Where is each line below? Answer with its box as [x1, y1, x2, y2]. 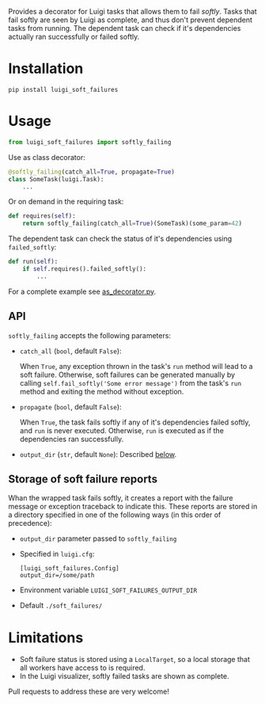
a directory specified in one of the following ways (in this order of [8, 510, 221, 519]
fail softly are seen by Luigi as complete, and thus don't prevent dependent [8, 15, 253, 25]
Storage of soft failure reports [8, 472, 158, 485]
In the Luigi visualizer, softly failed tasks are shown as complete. [19, 672, 229, 681]
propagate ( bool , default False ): [19, 401, 122, 411]
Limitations [8, 629, 84, 646]
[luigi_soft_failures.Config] [19, 565, 120, 573]
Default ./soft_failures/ [19, 601, 103, 611]
